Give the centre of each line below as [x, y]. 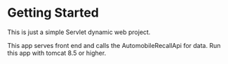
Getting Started [53, 13]
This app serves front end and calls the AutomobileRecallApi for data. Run [114, 45]
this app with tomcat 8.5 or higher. [57, 53]
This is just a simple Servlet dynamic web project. [79, 32]
